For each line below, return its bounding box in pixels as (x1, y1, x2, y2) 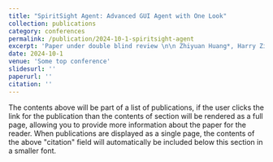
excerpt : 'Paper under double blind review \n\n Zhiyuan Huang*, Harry (8, 42, 256, 50)
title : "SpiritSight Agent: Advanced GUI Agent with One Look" (8, 11, 227, 20)
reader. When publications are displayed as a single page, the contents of (8, 128, 255, 138)
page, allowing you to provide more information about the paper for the (8, 120, 246, 129)
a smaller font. (8, 146, 57, 155)
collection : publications (8, 20, 96, 28)
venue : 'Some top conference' (8, 58, 111, 66)
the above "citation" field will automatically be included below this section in (8, 137, 263, 147)
